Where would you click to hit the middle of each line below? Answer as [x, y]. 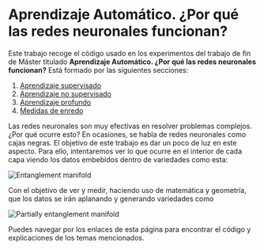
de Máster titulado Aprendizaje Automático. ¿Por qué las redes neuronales [132, 62]
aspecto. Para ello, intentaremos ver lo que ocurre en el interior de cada [125, 151]
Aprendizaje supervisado [60, 85]
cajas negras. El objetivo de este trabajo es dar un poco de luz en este [123, 142]
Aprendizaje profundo [55, 102]
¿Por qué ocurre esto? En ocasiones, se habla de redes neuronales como [127, 134]
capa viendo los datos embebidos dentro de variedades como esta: [118, 159]
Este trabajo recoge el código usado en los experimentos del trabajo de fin [130, 53]
